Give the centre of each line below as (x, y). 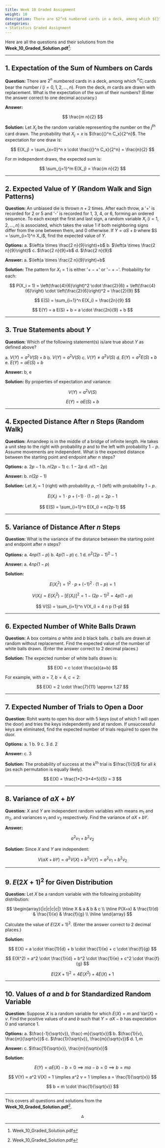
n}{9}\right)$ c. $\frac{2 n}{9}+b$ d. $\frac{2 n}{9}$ (58, 250)
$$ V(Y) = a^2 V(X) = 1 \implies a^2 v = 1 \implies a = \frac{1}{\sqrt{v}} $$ (82, 1077)
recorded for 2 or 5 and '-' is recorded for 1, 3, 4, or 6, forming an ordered (80, 214)
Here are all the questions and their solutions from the (60, 42)
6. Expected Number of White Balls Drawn (70, 626)
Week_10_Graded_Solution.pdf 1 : (38, 48)
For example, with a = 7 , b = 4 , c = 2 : (43, 677)
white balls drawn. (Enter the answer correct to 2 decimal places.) (72, 649)
